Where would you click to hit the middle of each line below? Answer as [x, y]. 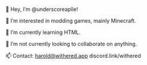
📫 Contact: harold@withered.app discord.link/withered [73, 56]
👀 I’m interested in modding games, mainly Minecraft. [71, 21]
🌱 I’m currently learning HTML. [43, 32]
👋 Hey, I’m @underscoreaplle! [42, 9]
